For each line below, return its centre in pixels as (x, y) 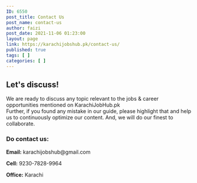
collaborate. (21, 124)
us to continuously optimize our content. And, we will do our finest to (90, 118)
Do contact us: (27, 139)
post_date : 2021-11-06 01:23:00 (46, 34)
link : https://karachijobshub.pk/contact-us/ (63, 45)
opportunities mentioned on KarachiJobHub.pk (63, 105)
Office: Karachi (25, 175)
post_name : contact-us (34, 22)
